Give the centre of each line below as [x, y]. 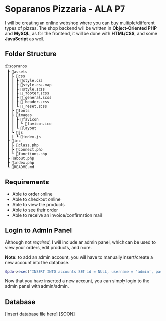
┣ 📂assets [17, 72]
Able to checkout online [36, 199]
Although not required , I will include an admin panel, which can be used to [81, 242]
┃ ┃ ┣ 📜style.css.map [29, 85]
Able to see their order [35, 210]
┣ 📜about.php [21, 158]
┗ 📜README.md [21, 167]
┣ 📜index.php [21, 162]
